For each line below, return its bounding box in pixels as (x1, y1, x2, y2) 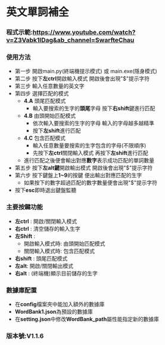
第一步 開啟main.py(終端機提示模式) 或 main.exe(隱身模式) (14, 68, 158, 75)
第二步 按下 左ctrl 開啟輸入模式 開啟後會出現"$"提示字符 (14, 75, 150, 82)
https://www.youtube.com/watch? (32, 28, 136, 36)
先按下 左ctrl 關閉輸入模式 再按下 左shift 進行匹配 (32, 149, 148, 156)
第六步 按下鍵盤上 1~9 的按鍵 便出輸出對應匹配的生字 (14, 172, 142, 179)
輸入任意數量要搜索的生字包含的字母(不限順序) (32, 142, 147, 149)
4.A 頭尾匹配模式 (23, 98, 66, 105)
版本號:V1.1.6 (6, 331, 44, 340)
